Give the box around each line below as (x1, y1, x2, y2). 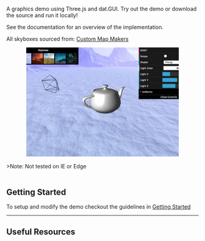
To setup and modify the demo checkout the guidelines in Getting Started (6, 203, 191, 210)
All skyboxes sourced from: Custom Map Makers (6, 35, 129, 42)
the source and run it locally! (6, 12, 78, 19)
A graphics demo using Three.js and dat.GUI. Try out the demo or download (6, 5, 197, 12)
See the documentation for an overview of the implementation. (6, 24, 164, 31)
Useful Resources (6, 226, 76, 237)
